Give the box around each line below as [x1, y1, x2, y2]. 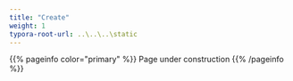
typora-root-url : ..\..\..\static [9, 29, 138, 38]
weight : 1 [9, 21, 46, 30]
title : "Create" [9, 12, 70, 22]
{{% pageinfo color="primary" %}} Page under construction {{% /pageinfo [9, 54, 284, 65]
